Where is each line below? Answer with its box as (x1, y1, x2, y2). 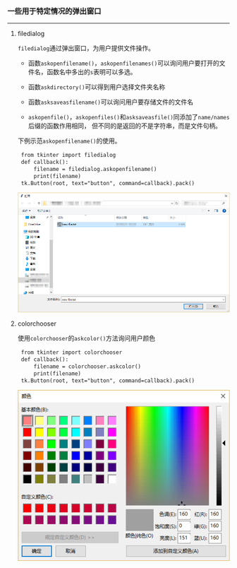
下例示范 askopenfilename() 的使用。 (17, 136, 121, 146)
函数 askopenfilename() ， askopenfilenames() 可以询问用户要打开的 (28, 59, 220, 68)
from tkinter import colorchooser (20, 348, 123, 356)
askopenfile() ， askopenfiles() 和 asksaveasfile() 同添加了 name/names (28, 113, 230, 122)
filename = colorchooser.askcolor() (33, 362, 141, 370)
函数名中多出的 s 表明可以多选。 (47, 68, 137, 76)
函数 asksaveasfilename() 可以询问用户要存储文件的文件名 (28, 97, 194, 107)
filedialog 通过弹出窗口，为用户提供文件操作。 (17, 44, 155, 52)
